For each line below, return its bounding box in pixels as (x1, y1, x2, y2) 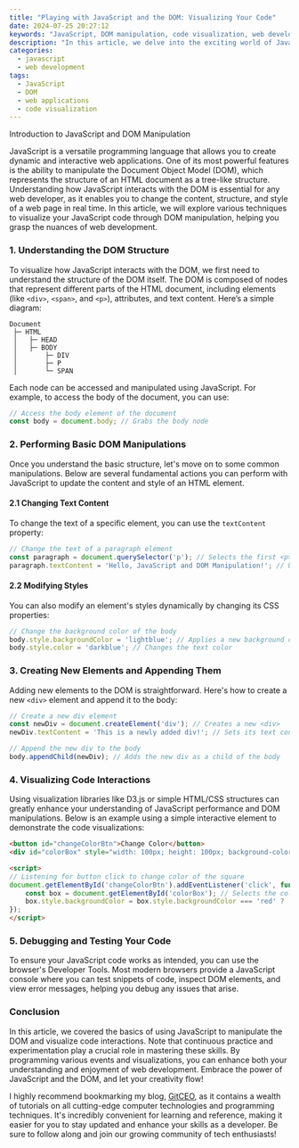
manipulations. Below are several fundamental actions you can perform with (9, 467, 288, 478)
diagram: (9, 302, 42, 313)
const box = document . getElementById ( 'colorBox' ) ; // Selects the (25, 888, 277, 897)
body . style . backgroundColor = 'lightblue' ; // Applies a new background (9, 635, 285, 644)
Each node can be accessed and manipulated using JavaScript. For (9, 382, 256, 392)
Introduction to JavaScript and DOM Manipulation (9, 128, 191, 139)
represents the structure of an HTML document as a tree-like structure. (9, 175, 271, 186)
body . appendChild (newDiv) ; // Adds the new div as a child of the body (9, 753, 280, 762)
